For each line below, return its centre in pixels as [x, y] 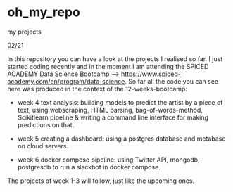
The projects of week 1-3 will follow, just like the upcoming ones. [101, 181]
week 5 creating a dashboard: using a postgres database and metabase [121, 139]
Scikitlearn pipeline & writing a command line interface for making [113, 117]
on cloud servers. [43, 146]
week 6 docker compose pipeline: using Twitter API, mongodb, [108, 160]
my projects [25, 32]
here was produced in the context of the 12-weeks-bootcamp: [97, 89]
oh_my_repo [44, 12]
